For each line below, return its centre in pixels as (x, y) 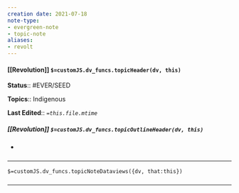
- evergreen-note (33, 27)
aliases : (20, 40)
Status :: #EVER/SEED (39, 85)
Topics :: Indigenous (37, 99)
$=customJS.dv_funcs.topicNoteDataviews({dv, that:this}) (95, 172)
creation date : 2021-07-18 (47, 14)
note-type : (23, 21)
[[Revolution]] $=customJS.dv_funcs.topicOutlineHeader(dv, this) (106, 129)
